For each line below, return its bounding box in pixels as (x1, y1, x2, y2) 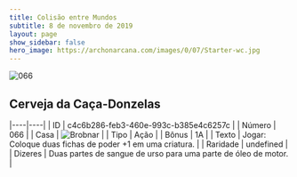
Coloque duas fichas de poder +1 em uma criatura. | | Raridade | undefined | (9, 139, 289, 149)
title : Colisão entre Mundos (9, 12, 117, 22)
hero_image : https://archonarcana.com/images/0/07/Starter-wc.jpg (9, 46, 261, 55)
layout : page (9, 29, 58, 38)
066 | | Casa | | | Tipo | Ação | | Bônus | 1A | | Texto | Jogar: (9, 129, 267, 140)
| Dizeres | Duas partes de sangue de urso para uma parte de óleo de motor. (9, 148, 289, 158)
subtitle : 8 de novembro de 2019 (9, 21, 133, 30)
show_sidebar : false (9, 37, 86, 47)
